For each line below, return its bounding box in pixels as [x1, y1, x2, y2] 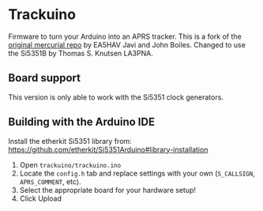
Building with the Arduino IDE [8, 115, 156, 129]
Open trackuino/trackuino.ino [19, 160, 122, 169]
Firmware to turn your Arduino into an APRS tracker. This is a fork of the [8, 32, 242, 41]
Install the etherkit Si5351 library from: [8, 136, 132, 145]
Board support [8, 71, 81, 85]
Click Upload [19, 194, 62, 203]
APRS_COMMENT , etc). [19, 176, 81, 187]
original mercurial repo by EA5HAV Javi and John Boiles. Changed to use [8, 40, 246, 49]
